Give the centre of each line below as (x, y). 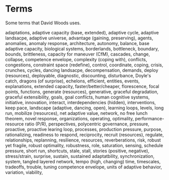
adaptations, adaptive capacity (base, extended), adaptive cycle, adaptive (82, 32)
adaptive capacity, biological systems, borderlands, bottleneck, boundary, (82, 49)
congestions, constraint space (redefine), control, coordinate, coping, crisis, (84, 65)
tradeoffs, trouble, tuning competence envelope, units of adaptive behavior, (84, 167)
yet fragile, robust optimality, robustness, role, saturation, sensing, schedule (84, 145)
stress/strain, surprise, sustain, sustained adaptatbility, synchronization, (80, 156)
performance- (150, 118)
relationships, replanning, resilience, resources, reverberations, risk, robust (83, 140)
